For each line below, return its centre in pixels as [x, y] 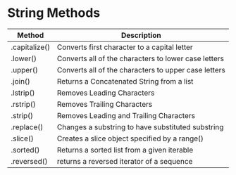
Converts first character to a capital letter [125, 47]
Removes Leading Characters [106, 93]
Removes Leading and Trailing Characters [126, 115]
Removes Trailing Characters [105, 104]
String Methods [54, 13]
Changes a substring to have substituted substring [140, 127]
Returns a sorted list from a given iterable [125, 150]
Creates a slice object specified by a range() [130, 138]
